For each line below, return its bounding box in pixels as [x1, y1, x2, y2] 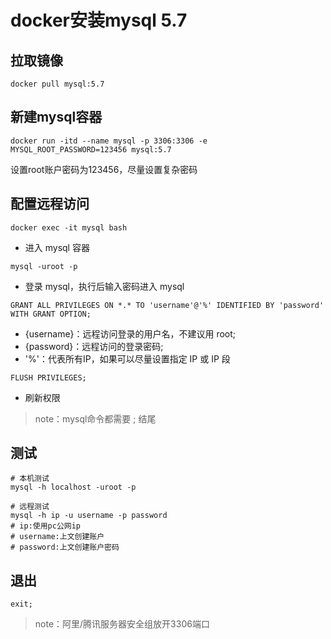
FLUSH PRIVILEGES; [10, 372, 87, 383]
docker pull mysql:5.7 [10, 79, 105, 89]
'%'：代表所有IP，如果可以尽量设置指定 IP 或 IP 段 [24, 352, 231, 365]
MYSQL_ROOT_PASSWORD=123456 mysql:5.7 [10, 144, 172, 155]
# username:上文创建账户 [10, 532, 105, 542]
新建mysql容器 [10, 109, 103, 126]
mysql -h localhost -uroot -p [10, 482, 137, 493]
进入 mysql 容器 [24, 241, 90, 253]
